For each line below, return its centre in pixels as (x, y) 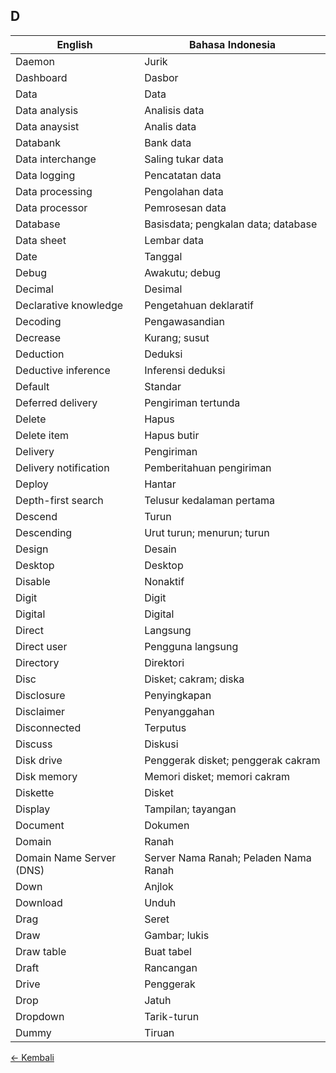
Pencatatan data (183, 175)
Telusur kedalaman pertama (209, 500)
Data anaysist (47, 126)
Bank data (168, 142)
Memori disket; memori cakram (217, 776)
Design (32, 549)
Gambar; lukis (177, 935)
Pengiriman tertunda (192, 402)
